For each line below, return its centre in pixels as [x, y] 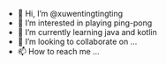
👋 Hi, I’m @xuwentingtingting [70, 14]
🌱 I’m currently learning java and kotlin [87, 32]
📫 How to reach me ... [58, 51]
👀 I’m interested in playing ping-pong [85, 23]
